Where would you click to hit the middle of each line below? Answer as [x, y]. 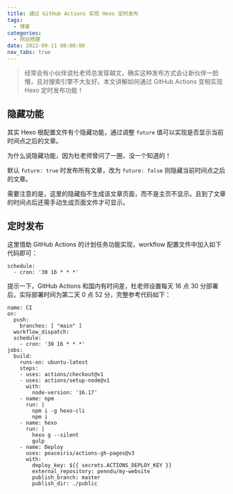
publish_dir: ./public [65, 483]
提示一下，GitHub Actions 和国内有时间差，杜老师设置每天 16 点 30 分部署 [113, 285]
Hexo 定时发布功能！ [54, 90]
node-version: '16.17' [65, 392]
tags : [15, 20]
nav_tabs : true [29, 53]
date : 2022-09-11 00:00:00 [46, 46]
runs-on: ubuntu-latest [54, 362]
